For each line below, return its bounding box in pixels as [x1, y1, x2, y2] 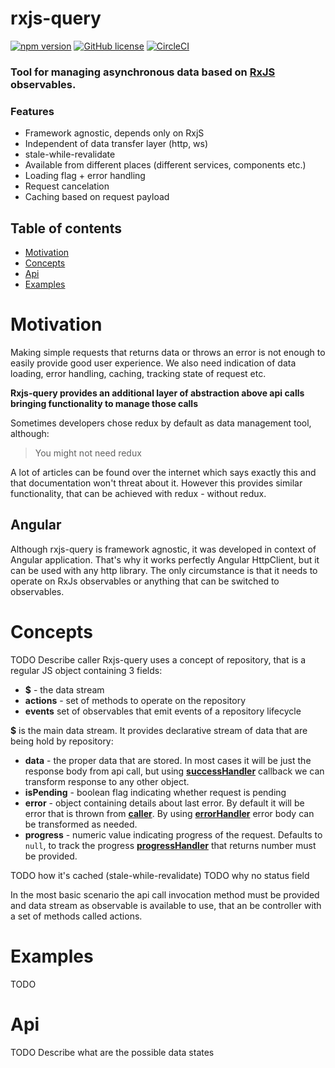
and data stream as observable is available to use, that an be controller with [10, 899, 322, 911]
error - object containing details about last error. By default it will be [24, 797, 305, 809]
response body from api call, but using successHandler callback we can [24, 765, 325, 777]
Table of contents [10, 220, 122, 237]
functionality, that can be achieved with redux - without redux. [10, 487, 267, 499]
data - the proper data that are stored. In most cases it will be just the [24, 754, 312, 766]
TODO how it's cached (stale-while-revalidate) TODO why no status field [10, 869, 310, 881]
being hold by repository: [10, 735, 114, 747]
